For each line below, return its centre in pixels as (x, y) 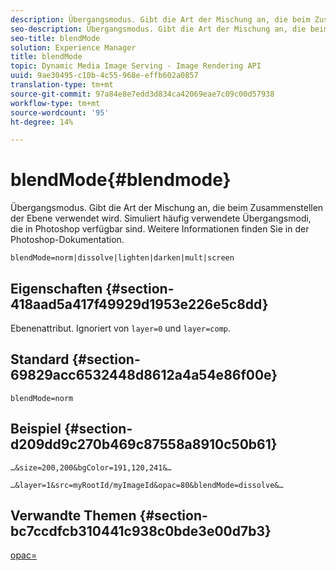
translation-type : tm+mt (62, 85)
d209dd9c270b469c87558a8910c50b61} (144, 444)
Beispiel (36, 429)
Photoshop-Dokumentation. (67, 240)
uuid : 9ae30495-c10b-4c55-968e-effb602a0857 (104, 76)
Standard (40, 359)
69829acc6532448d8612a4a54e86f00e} (144, 375)
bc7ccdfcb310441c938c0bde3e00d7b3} (141, 531)
